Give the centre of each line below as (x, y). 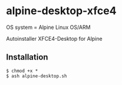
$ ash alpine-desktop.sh (37, 76)
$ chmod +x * (22, 71)
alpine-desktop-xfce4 (61, 11)
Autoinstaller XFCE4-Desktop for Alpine (54, 38)
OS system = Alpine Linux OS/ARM (48, 27)
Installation (27, 57)
